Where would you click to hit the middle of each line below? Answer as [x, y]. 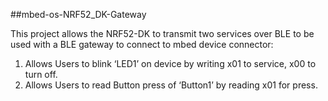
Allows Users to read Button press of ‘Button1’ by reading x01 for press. [171, 85]
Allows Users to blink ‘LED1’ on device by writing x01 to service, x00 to [170, 63]
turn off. [41, 74]
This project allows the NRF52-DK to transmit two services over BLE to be [162, 33]
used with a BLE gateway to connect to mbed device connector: [142, 44]
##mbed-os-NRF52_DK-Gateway [78, 14]
